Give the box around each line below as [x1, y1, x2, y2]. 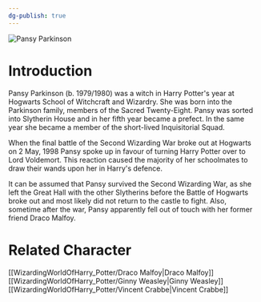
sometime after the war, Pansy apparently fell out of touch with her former [8, 204, 253, 214]
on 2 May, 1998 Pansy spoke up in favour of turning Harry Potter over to [8, 146, 246, 156]
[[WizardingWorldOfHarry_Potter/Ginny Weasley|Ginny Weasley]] [8, 276, 224, 285]
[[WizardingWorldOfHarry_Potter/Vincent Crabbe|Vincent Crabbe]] [8, 284, 229, 294]
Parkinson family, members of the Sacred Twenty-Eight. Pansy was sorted [8, 105, 254, 115]
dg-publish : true [8, 11, 66, 20]
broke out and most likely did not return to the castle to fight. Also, [8, 195, 227, 205]
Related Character [8, 241, 132, 259]
